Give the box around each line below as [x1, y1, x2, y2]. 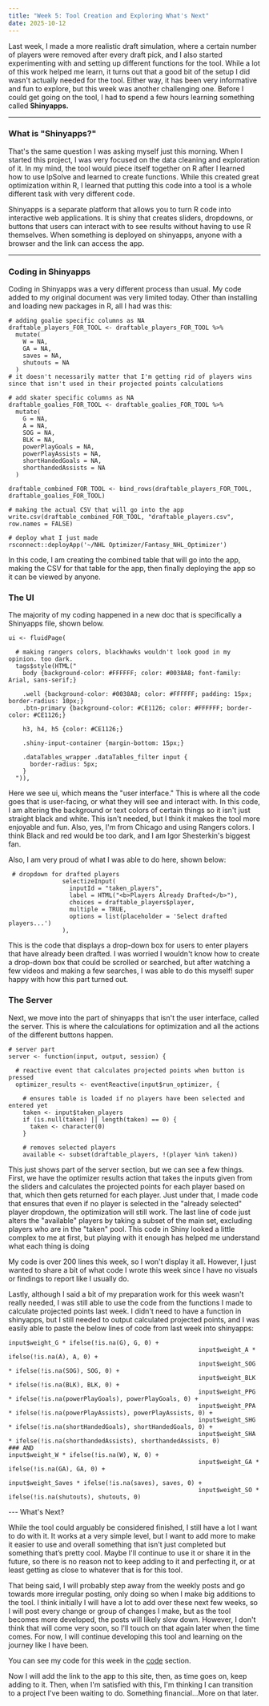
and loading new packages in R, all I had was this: [8, 301, 172, 311]
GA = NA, [22, 345, 52, 353]
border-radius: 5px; [29, 760, 98, 769]
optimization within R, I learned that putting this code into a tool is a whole [8, 180, 252, 190]
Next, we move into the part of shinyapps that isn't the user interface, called [8, 1012, 259, 1022]
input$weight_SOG [198, 1359, 256, 1368]
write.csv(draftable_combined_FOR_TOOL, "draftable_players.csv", [8, 513, 235, 521]
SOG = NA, [22, 429, 56, 437]
